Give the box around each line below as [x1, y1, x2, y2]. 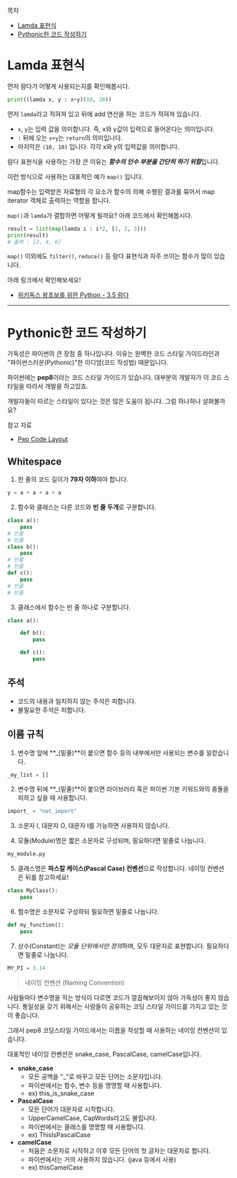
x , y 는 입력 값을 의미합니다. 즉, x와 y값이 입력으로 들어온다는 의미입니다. [17, 124, 215, 133]
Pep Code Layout [17, 435, 68, 443]
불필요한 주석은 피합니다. [17, 705, 86, 714]
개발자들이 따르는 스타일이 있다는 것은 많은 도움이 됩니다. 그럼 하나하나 [7, 397, 201, 406]
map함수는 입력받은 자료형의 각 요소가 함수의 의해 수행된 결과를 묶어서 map [7, 187, 215, 196]
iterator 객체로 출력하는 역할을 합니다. [7, 196, 111, 205]
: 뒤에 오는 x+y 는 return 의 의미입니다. [17, 133, 123, 142]
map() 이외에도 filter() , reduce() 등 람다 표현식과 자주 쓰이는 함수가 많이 [7, 252, 213, 260]
